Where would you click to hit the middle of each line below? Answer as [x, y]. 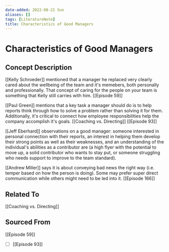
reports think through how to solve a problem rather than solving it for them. [84, 111]
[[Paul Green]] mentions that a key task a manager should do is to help [79, 105]
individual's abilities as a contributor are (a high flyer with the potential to [81, 147]
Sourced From [28, 222]
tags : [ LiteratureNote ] [30, 19]
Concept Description [39, 67]
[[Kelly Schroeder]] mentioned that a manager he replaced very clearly [79, 80]
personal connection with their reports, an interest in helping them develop [83, 137]
